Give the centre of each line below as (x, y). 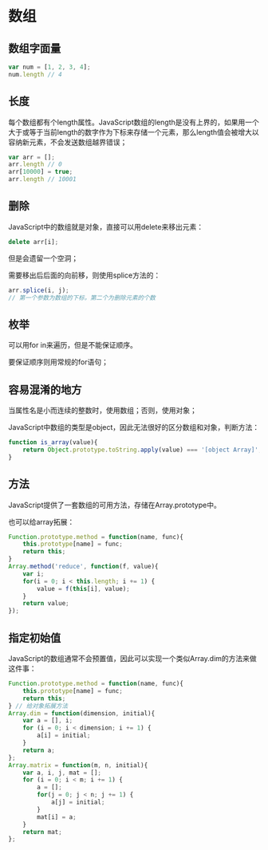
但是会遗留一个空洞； (43, 258)
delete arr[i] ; (33, 242)
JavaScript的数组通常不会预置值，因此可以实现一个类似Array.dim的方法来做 (132, 658)
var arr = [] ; (32, 157)
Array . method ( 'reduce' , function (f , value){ (83, 567)
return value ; (46, 604)
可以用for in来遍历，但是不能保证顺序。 (73, 345)
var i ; (33, 574)
